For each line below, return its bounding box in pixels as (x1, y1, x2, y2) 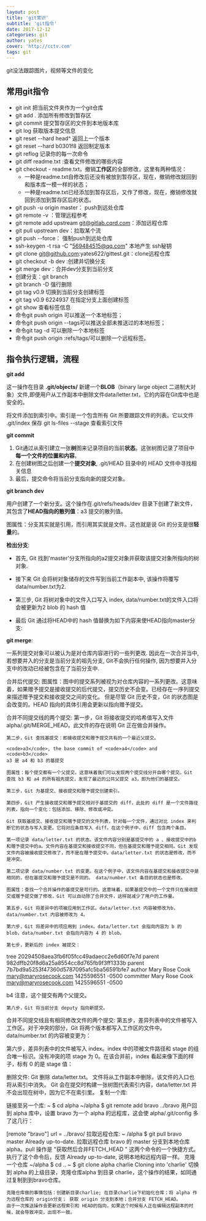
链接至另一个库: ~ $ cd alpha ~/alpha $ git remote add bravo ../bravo (6, 1102, 180, 1109)
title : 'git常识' (6, 15, 49, 21)
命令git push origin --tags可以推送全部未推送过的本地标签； (15, 319, 166, 326)
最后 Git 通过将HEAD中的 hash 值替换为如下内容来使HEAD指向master (15, 617, 190, 624)
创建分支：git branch (15, 273, 69, 280)
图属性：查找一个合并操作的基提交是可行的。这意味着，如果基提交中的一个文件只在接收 (6, 887, 194, 893)
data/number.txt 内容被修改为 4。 (6, 912, 88, 918)
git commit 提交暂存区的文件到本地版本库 (15, 119, 120, 127)
